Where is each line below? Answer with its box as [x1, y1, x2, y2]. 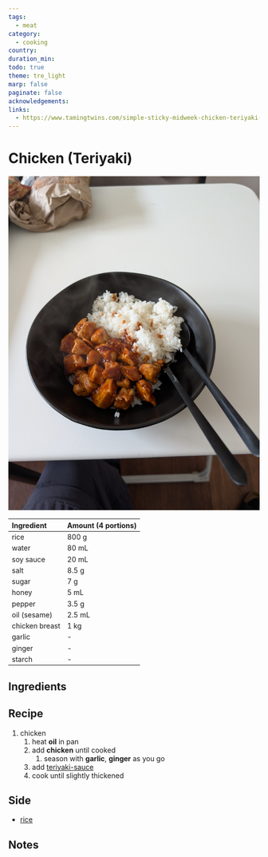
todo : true [8, 64, 45, 72]
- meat [15, 21, 37, 30]
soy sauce [11, 554, 45, 564]
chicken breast [11, 621, 61, 631]
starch [11, 654, 33, 664]
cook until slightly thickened [31, 771, 124, 780]
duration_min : [8, 55, 56, 63]
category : [8, 30, 41, 38]
